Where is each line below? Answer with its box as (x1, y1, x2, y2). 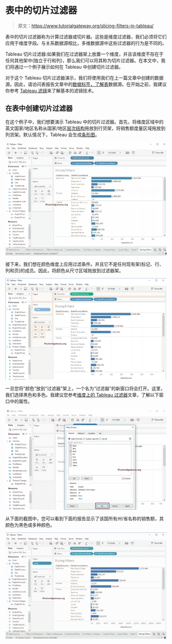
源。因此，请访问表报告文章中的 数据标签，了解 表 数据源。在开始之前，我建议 (5, 81, 167, 87)
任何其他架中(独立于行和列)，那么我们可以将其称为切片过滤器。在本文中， (5, 57, 161, 63)
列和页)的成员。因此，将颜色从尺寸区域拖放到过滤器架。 (5, 267, 124, 273)
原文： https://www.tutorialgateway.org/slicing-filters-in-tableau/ (17, 23, 154, 29)
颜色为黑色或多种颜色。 (5, 522, 55, 528)
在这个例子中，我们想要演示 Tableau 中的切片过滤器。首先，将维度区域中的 (5, 119, 164, 125)
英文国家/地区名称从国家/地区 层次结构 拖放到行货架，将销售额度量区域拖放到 (5, 125, 166, 131)
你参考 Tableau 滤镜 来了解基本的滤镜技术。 (5, 87, 97, 94)
